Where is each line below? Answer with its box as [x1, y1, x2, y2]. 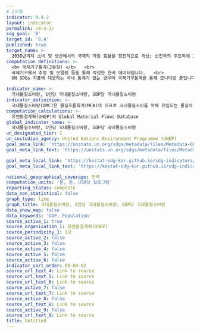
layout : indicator [6, 20, 52, 26]
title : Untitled [6, 318, 46, 324]
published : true [6, 42, 46, 48]
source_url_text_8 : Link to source [6, 301, 95, 307]
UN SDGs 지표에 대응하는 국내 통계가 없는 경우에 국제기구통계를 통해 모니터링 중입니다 [11, 75, 195, 81]
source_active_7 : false [6, 285, 65, 291]
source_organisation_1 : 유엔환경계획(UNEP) [6, 224, 108, 230]
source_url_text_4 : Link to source [6, 268, 95, 274]
